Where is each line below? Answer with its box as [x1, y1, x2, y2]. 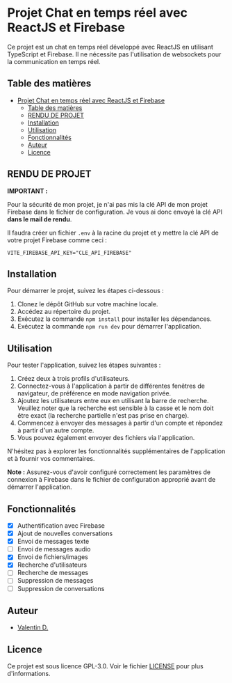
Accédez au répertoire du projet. [17, 308, 111, 316]
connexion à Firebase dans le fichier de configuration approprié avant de [7, 476, 216, 484]
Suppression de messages [17, 576, 94, 585]
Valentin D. [17, 623, 49, 631]
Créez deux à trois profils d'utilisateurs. [17, 375, 130, 383]
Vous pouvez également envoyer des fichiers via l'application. [17, 434, 195, 442]
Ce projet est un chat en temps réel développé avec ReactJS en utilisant [7, 42, 213, 51]
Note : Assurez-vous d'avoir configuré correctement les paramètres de [7, 468, 210, 476]
